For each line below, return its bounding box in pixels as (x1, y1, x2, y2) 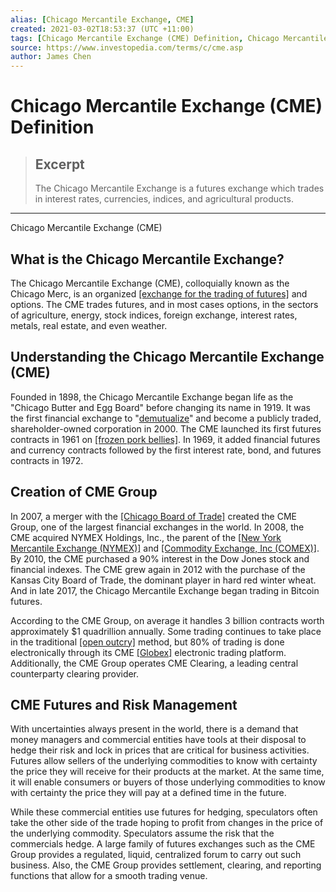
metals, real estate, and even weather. (10, 319, 168, 331)
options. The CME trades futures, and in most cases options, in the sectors (10, 298, 319, 310)
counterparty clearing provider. (10, 667, 140, 680)
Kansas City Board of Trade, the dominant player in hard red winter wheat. (10, 574, 317, 586)
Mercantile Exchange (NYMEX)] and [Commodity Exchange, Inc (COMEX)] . (10, 542, 320, 554)
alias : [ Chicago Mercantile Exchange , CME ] (10, 14, 195, 25)
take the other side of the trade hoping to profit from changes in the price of (10, 817, 324, 829)
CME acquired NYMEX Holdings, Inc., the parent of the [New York (10, 531, 282, 543)
